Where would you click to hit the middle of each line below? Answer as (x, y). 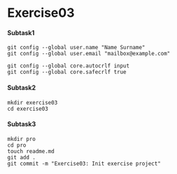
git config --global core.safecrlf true (67, 72)
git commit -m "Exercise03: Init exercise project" (84, 163)
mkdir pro (22, 139)
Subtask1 (21, 32)
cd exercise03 (28, 109)
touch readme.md (31, 151)
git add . (22, 157)
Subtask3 (22, 124)
